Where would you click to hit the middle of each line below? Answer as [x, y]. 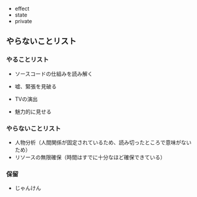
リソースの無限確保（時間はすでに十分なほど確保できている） [90, 157]
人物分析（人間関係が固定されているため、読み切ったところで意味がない [103, 142]
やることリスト [28, 60]
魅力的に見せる [33, 112]
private [23, 21]
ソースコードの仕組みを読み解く [54, 74]
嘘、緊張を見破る [36, 86]
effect [22, 9]
